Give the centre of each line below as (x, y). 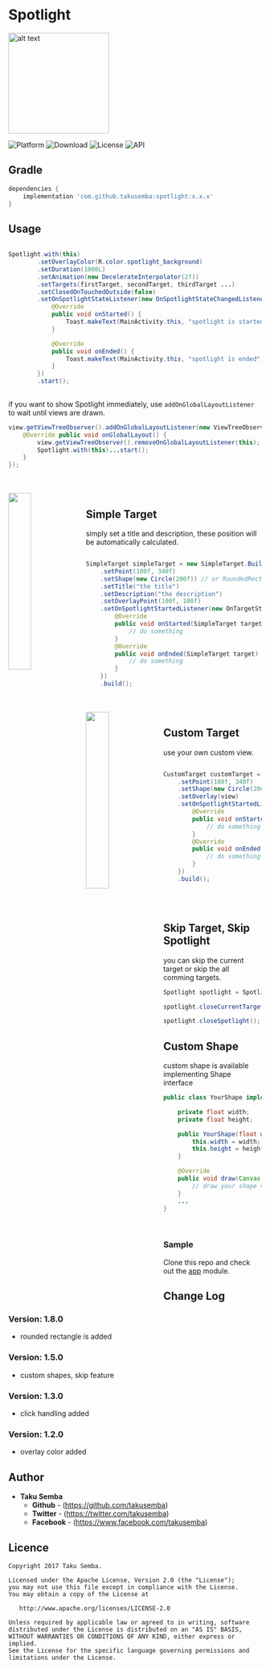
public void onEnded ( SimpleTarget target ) (186, 654)
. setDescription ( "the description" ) (162, 594)
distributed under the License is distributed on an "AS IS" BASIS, (125, 1629)
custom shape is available (206, 1066)
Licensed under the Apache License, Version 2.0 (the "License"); (122, 1580)
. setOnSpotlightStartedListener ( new (162, 609)
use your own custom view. (209, 752)
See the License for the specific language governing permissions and (129, 1650)
